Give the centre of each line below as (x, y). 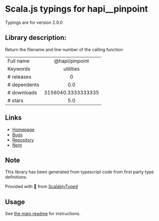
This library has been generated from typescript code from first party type (79, 172)
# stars (15, 100)
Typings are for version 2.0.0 (34, 22)
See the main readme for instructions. (43, 214)
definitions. (16, 177)
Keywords (19, 69)
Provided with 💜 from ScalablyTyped (42, 186)
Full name (19, 61)
